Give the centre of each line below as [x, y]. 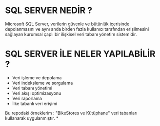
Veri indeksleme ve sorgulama [42, 83]
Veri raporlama [27, 98]
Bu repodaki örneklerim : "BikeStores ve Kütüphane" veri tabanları [71, 113]
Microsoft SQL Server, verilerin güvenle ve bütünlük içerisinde [67, 24]
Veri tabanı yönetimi [32, 88]
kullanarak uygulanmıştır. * [32, 118]
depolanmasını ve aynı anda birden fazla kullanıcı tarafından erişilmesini [77, 29]
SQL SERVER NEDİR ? [49, 10]
